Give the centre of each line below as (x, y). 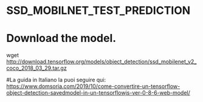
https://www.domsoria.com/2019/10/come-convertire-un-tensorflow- (93, 86)
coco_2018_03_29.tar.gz (36, 68)
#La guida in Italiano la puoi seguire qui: (56, 80)
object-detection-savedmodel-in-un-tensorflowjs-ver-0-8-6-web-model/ (98, 93)
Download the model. (61, 39)
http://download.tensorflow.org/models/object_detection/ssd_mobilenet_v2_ (101, 62)
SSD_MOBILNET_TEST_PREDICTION (98, 11)
